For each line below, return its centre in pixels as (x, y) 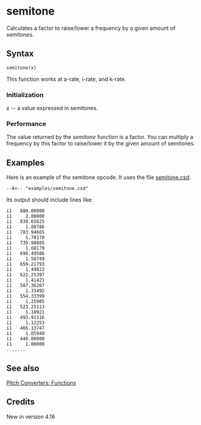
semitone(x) (21, 68)
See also (23, 368)
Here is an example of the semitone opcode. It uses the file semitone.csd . (99, 177)
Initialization (25, 94)
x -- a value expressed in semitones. (52, 108)
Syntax (20, 54)
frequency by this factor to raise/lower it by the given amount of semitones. (101, 144)
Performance (26, 124)
